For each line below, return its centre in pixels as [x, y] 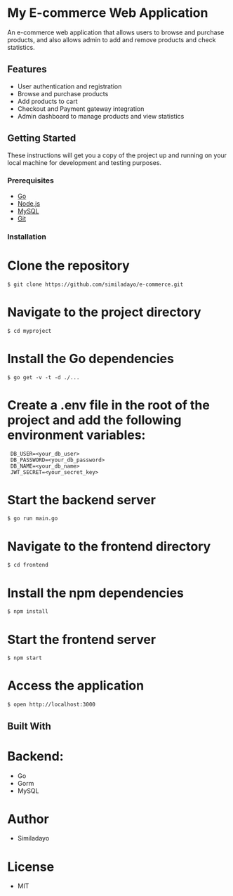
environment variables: [76, 435]
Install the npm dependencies [96, 593]
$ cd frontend [28, 565]
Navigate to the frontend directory [109, 546]
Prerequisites [31, 180]
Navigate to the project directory [104, 312]
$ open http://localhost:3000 [52, 705]
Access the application [76, 686]
